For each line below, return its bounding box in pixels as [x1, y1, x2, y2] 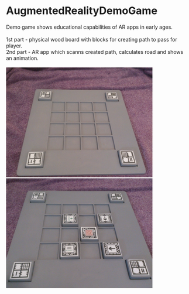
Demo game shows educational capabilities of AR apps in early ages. [6, 23, 173, 30]
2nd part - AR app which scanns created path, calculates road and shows [6, 48, 184, 55]
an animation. [6, 54, 39, 61]
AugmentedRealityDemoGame [6, 4, 158, 18]
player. [6, 42, 22, 49]
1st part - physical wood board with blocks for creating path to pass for [6, 36, 177, 43]
